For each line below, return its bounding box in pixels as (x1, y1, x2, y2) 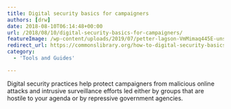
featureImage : (7, 36, 48, 43)
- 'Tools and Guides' (13, 55, 76, 62)
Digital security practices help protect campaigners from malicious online (7, 80, 215, 88)
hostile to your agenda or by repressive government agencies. (7, 94, 184, 102)
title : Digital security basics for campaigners (7, 10, 149, 17)
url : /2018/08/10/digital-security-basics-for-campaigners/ (7, 29, 184, 36)
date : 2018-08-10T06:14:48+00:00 (7, 23, 103, 29)
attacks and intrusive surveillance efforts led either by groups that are (7, 86, 204, 95)
